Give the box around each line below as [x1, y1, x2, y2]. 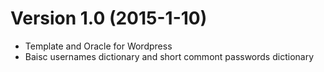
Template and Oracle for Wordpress [24, 40, 173, 52]
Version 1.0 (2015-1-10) [10, 7, 208, 30]
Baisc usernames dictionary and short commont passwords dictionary [24, 50, 315, 62]
